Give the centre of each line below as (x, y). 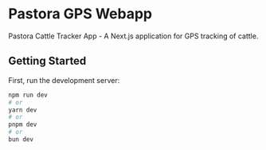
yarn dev (23, 110)
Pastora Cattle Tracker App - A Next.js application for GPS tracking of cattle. (133, 36)
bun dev (21, 140)
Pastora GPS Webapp (80, 14)
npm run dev (28, 95)
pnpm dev (23, 124)
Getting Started (47, 61)
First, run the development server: (64, 80)
